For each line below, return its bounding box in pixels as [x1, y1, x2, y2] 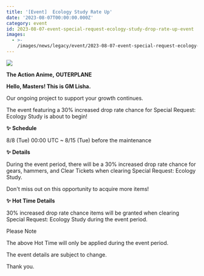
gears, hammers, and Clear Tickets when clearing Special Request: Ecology [6, 167, 196, 174]
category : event [6, 20, 47, 26]
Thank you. [6, 263, 35, 270]
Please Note [6, 227, 37, 235]
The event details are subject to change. [6, 250, 107, 258]
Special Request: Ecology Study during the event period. [6, 215, 148, 223]
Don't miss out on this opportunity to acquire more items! [6, 185, 149, 192]
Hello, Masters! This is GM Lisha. [6, 83, 91, 90]
